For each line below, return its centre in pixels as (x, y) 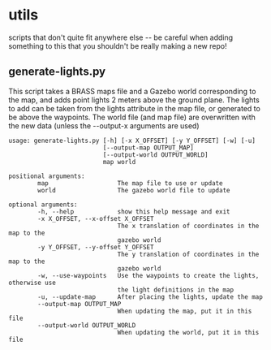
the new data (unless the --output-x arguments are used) (104, 125)
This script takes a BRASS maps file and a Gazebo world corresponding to (132, 91)
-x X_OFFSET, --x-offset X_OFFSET (96, 218)
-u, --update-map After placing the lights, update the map (151, 297)
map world (119, 162)
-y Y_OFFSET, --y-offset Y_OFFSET (96, 247)
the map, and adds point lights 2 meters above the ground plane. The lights (134, 100)
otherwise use (32, 283)
